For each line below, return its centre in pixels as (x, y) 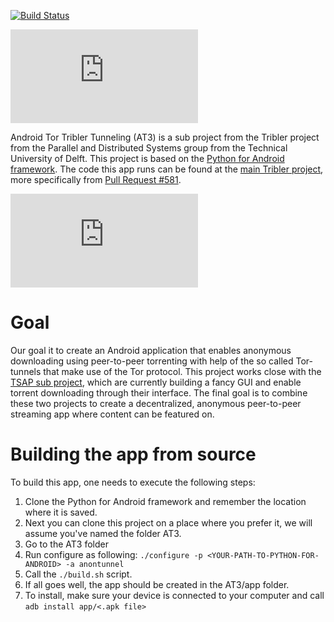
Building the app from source (133, 454)
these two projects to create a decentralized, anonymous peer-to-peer (156, 403)
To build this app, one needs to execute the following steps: (133, 482)
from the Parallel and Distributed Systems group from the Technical (149, 148)
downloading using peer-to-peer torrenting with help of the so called (152, 361)
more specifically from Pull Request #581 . (96, 179)
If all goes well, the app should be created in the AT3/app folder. (157, 584)
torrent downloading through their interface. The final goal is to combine (159, 392)
